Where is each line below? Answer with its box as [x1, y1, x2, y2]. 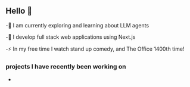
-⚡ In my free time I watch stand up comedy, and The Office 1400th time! [5, 45, 185, 52]
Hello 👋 [5, 6, 33, 16]
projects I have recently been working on [5, 62, 126, 70]
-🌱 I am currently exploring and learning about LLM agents [5, 21, 149, 29]
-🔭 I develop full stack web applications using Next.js [5, 33, 136, 41]
